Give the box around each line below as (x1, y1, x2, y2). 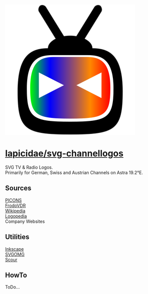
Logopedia (5, 213, 27, 219)
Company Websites (5, 218, 45, 224)
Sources (5, 184, 32, 193)
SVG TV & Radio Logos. (5, 164, 53, 170)
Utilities (5, 233, 30, 241)
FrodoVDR (5, 202, 26, 208)
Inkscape (5, 246, 24, 252)
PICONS (5, 197, 22, 203)
